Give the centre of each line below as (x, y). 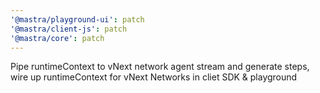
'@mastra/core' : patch (57, 38)
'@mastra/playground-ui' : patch (77, 19)
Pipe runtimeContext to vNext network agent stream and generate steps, (160, 67)
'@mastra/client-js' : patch (69, 29)
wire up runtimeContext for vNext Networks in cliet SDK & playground (154, 77)
